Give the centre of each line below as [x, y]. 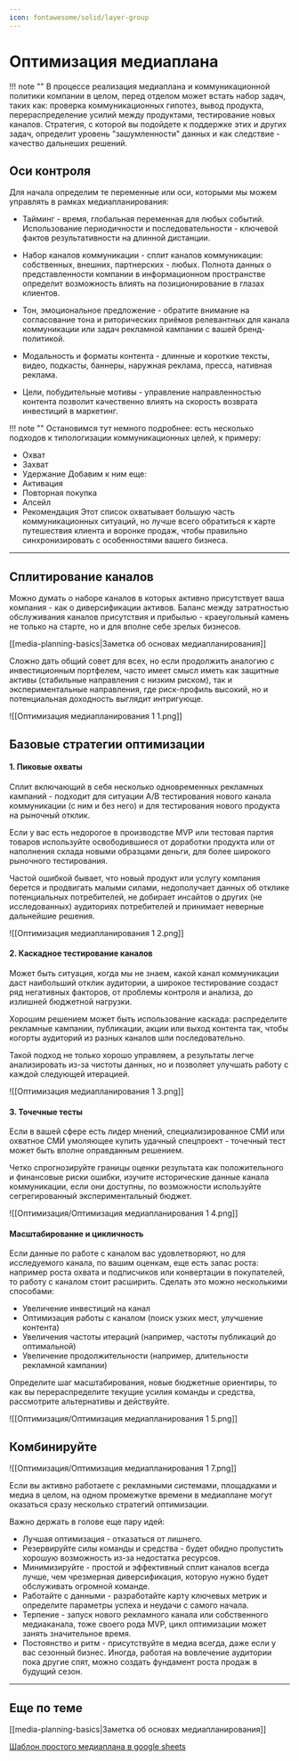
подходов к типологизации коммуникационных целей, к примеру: [135, 438]
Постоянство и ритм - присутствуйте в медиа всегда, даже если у [149, 1643]
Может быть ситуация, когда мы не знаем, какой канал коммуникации [144, 973]
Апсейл [36, 502]
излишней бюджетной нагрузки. [71, 1001]
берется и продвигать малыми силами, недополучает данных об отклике [149, 887]
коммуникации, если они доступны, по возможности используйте [135, 1186]
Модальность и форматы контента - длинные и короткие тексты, [146, 356]
